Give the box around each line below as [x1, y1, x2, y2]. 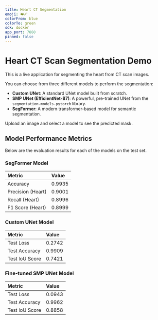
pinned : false [5, 35, 34, 39]
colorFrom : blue [5, 16, 38, 21]
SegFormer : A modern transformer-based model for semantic [12, 106, 137, 112]
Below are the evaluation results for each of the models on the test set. [5, 147, 147, 153]
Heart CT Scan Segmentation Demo [5, 56, 152, 66]
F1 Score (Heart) [7, 204, 46, 211]
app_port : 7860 [5, 30, 36, 35]
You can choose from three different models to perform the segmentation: [5, 81, 154, 87]
